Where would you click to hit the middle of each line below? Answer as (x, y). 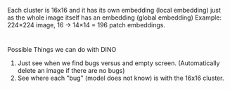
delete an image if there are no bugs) (71, 71)
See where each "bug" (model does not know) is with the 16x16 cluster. (121, 78)
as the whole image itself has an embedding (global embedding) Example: (115, 18)
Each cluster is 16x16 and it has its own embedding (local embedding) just (114, 10)
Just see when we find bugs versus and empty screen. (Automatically (119, 63)
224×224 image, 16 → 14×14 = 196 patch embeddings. (86, 25)
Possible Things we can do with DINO (62, 50)
